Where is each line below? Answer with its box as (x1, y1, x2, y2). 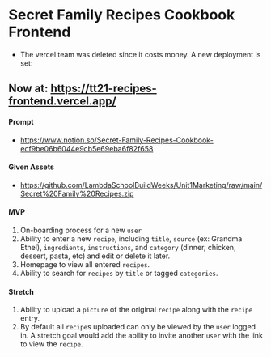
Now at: (8, 82, 49, 96)
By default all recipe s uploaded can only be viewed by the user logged (19, 322, 256, 332)
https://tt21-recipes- (50, 82, 158, 96)
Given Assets (8, 162, 54, 172)
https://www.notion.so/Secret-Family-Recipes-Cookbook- (19, 135, 214, 145)
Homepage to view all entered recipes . (19, 259, 150, 269)
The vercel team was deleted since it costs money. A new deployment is (19, 49, 261, 59)
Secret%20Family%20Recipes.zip (19, 189, 134, 198)
